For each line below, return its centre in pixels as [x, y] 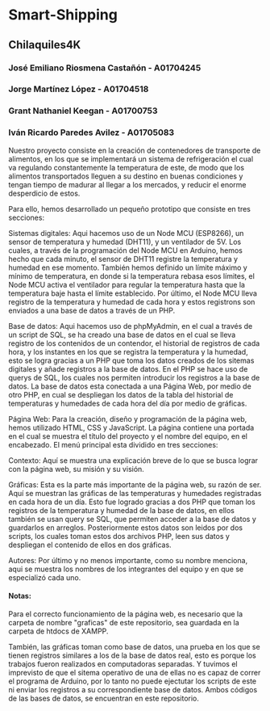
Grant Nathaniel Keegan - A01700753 [83, 111]
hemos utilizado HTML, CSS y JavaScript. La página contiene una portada [131, 427]
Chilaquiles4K [45, 45]
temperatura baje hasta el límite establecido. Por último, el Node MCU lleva [133, 293]
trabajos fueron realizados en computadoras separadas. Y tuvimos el [123, 663]
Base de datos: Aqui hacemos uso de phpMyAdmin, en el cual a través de [131, 326]
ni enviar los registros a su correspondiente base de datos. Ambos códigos [133, 689]
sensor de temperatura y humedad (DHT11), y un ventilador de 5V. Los [125, 242]
